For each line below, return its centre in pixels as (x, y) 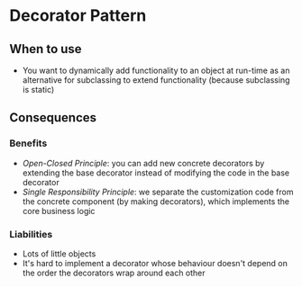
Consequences (53, 118)
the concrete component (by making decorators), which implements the (156, 201)
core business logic (59, 211)
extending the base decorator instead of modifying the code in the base (156, 173)
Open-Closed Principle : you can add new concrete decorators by (143, 163)
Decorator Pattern (78, 16)
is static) (38, 90)
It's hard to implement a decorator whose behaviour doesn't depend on (155, 263)
